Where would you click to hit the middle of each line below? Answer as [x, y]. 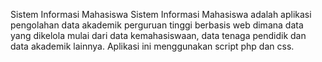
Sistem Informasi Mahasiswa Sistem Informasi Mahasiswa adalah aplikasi [161, 14]
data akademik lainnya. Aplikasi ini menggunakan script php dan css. [152, 46]
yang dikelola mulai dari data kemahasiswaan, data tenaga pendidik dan [158, 35]
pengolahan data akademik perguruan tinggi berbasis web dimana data [157, 25]
